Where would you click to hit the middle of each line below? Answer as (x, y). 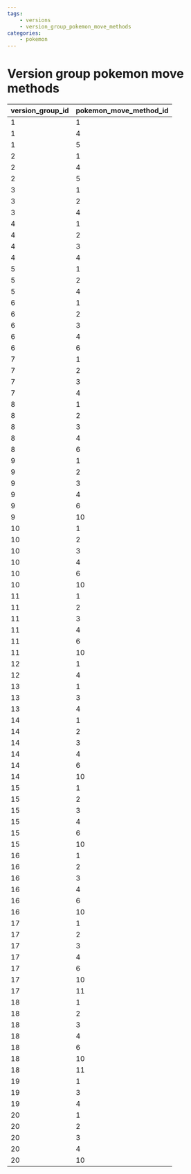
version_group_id (40, 110)
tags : (15, 14)
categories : (24, 33)
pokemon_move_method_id (122, 110)
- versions (35, 20)
